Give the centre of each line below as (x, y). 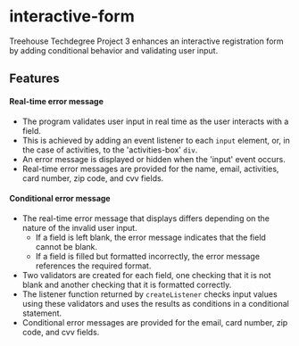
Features (34, 79)
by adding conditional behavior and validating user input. (114, 50)
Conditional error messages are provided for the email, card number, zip (155, 322)
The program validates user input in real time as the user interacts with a (155, 121)
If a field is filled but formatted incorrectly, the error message (148, 256)
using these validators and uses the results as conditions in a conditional (156, 303)
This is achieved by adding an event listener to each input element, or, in (156, 140)
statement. (42, 313)
